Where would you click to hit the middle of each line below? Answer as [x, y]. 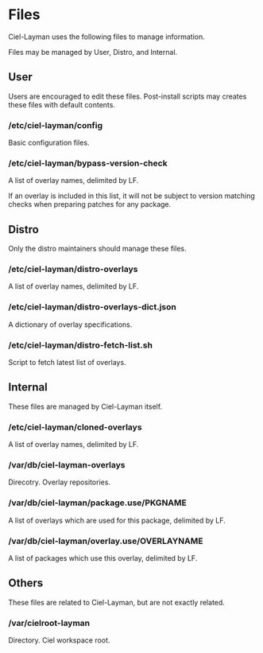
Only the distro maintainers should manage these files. [97, 249]
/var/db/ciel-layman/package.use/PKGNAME [97, 503]
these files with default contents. [62, 104]
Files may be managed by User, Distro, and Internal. [93, 52]
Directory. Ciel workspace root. [59, 640]
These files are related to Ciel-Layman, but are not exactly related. [116, 602]
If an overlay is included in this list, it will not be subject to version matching [132, 196]
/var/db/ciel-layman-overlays [67, 465]
